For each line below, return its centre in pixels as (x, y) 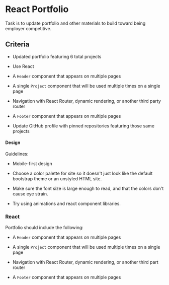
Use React (23, 66)
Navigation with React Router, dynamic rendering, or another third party (87, 101)
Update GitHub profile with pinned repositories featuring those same (83, 126)
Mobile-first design (32, 163)
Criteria (17, 45)
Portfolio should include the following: (45, 228)
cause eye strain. (30, 194)
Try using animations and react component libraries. (66, 203)
